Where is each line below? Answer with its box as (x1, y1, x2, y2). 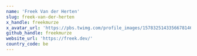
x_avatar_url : (6, 24, 41, 31)
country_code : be (6, 41, 49, 47)
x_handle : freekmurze (6, 19, 59, 25)
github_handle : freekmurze (6, 30, 72, 36)
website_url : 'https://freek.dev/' (6, 36, 93, 41)
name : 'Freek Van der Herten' (6, 8, 80, 15)
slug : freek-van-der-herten (6, 14, 75, 20)
